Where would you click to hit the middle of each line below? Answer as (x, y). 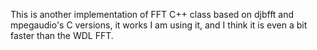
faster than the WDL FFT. (62, 35)
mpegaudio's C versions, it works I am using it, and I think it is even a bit (159, 25)
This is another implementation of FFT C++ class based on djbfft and (152, 14)
